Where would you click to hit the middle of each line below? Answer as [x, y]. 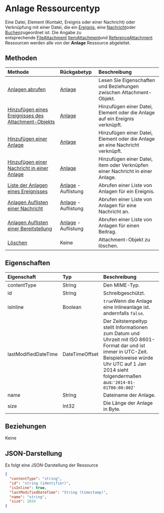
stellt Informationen [125, 327]
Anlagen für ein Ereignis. [126, 191]
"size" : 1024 [23, 501]
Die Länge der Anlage [128, 403]
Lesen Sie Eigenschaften [127, 80]
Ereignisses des [26, 115]
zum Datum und [122, 333]
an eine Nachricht [119, 145]
